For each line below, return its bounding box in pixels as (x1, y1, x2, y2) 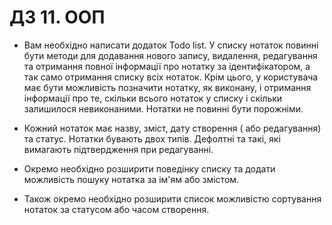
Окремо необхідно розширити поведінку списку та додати (23, 162, 276, 175)
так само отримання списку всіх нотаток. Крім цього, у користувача (23, 71, 319, 83)
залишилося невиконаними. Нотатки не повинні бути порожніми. (23, 102, 304, 115)
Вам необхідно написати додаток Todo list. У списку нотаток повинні (23, 39, 319, 51)
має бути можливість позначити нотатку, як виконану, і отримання (23, 81, 312, 93)
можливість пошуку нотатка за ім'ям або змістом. (23, 173, 240, 185)
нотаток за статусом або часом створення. (23, 203, 210, 215)
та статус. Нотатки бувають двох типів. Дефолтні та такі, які (23, 132, 281, 145)
